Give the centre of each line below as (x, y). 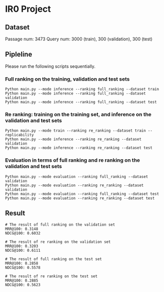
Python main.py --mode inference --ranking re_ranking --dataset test (79, 148)
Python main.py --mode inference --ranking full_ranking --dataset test (81, 102)
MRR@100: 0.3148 (22, 229)
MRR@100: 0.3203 (22, 246)
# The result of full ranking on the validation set (60, 225)
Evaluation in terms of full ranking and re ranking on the (73, 160)
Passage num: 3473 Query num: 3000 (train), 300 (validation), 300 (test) (79, 39)
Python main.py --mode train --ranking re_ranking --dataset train (76, 131)
